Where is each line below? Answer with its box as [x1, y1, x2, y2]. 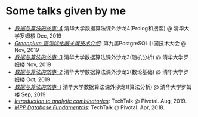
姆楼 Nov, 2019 [14, 61, 51, 68]
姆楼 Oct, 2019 [14, 76, 50, 83]
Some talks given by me [5, 4, 126, 18]
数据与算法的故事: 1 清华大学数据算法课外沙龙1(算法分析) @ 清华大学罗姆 [14, 83, 192, 90]
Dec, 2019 [36, 32, 62, 39]
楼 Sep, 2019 [14, 91, 46, 98]
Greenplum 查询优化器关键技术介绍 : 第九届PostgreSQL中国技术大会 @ [14, 39, 187, 47]
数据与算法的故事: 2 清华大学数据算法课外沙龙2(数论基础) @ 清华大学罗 [14, 68, 189, 75]
